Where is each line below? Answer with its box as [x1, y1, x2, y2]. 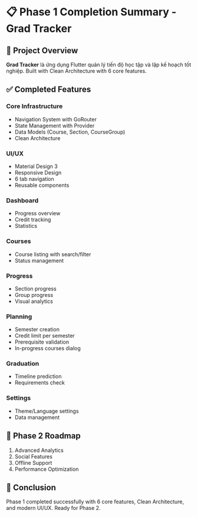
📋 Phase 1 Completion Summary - [6, 5, 177, 19]
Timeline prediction [14, 373, 62, 380]
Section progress [14, 285, 57, 292]
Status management [14, 257, 64, 264]
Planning [6, 312, 32, 321]
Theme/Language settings [14, 407, 79, 415]
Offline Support [14, 459, 52, 466]
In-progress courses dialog [14, 345, 81, 352]
